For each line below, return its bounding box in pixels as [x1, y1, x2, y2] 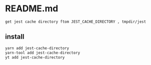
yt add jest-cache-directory [5, 55, 65, 60]
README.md [5, 3, 59, 14]
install [5, 32, 25, 41]
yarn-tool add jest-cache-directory [5, 50, 80, 55]
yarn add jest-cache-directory [5, 45, 69, 51]
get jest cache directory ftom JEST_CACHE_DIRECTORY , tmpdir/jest [5, 19, 147, 24]
